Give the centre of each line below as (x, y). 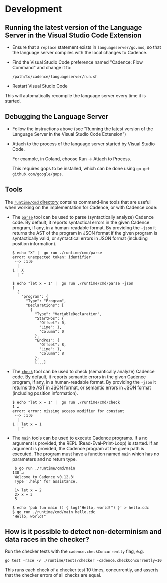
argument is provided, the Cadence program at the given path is (78, 448)
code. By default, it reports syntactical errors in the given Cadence (81, 222)
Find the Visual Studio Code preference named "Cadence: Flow (78, 62)
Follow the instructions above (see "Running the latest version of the (83, 129)
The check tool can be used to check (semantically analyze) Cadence (83, 371)
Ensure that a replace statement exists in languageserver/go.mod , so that (87, 47)
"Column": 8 (52, 353)
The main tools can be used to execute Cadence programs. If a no (80, 438)
